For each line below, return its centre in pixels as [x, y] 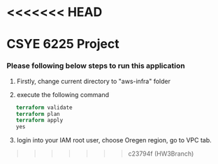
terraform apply [39, 120]
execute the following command [63, 94]
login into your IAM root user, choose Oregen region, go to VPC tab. [114, 140]
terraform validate [44, 107]
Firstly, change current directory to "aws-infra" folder [93, 81]
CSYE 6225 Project [63, 44]
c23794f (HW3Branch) [161, 154]
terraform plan [38, 114]
